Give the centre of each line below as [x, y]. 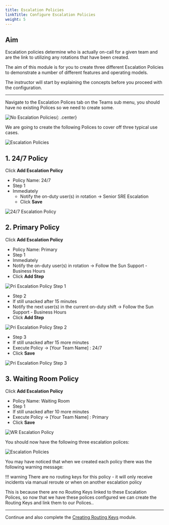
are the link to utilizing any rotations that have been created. [67, 57]
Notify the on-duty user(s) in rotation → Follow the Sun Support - [80, 266]
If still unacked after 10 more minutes [51, 411]
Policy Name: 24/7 [32, 180]
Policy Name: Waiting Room [41, 401]
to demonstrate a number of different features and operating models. [77, 73]
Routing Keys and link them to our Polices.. [50, 502]
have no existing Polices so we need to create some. [60, 108]
